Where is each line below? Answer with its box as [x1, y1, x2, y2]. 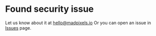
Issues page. [5, 25, 31, 31]
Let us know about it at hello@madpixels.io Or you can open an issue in [5, 20, 152, 26]
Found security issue [5, 3, 94, 15]
